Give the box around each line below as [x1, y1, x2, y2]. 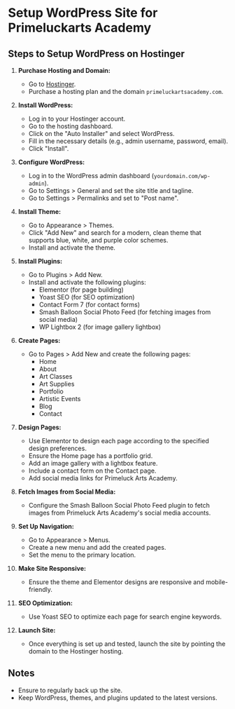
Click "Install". [28, 144, 69, 152]
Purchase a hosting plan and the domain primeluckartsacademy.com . [28, 88, 224, 95]
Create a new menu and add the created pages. [28, 543, 166, 551]
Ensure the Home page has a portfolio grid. [28, 452, 153, 460]
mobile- [206, 578, 229, 586]
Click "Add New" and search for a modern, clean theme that [28, 229, 201, 236]
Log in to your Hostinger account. [28, 114, 126, 123]
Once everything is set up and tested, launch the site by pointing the [28, 640, 226, 648]
